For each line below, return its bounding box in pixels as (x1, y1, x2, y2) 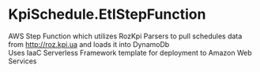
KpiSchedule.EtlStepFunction (8, 5, 206, 23)
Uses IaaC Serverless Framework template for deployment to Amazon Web (8, 48, 252, 57)
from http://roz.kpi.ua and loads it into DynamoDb (8, 39, 170, 49)
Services (8, 56, 37, 66)
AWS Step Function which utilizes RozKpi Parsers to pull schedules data (8, 31, 243, 41)
